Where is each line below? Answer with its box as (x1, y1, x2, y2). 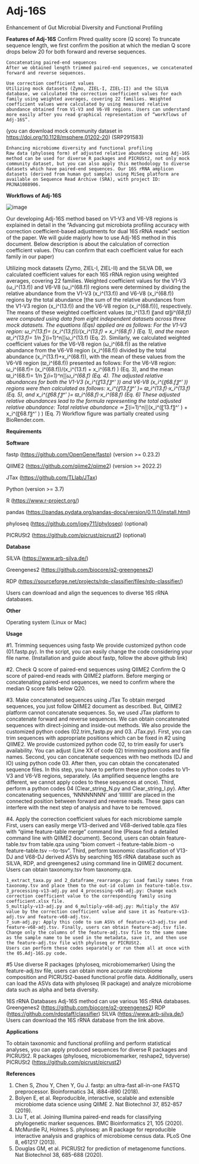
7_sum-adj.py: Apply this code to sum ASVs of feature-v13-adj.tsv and (6, 919, 187, 925)
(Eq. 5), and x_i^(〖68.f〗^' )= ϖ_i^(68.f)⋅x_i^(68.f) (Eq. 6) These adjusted (6, 391, 181, 398)
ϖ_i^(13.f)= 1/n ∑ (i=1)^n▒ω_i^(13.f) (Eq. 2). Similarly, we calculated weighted (6, 334, 191, 341)
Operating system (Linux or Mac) (6, 618, 87, 625)
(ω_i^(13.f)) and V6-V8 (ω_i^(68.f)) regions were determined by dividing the (6, 283, 190, 290)
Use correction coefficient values (6, 80, 94, 86)
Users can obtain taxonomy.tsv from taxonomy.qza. (6, 866, 132, 873)
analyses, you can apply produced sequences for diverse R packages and (6, 1046, 188, 1053)
